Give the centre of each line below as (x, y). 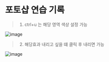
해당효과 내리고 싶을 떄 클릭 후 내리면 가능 (64, 44)
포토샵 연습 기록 (35, 10)
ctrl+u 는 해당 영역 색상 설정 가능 (56, 24)
